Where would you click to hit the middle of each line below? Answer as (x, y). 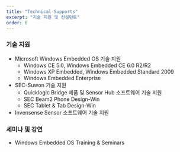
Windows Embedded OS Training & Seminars (70, 142)
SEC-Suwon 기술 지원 (41, 85)
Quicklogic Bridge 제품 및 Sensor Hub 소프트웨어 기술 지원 (93, 92)
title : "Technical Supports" (42, 12)
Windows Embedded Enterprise (62, 78)
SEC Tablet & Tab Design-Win (60, 105)
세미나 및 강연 (25, 129)
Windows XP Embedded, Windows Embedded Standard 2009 (99, 71)
